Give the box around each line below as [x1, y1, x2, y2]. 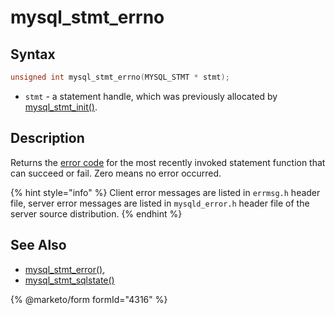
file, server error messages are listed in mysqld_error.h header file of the [10, 197, 310, 209]
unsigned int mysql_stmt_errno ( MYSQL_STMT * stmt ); [10, 72, 230, 82]
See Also [10, 237, 67, 254]
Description [10, 130, 85, 147]
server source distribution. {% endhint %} [10, 207, 183, 220]
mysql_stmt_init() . [24, 101, 98, 113]
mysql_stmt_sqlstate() [24, 274, 115, 286]
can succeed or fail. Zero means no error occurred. [10, 167, 222, 179]
